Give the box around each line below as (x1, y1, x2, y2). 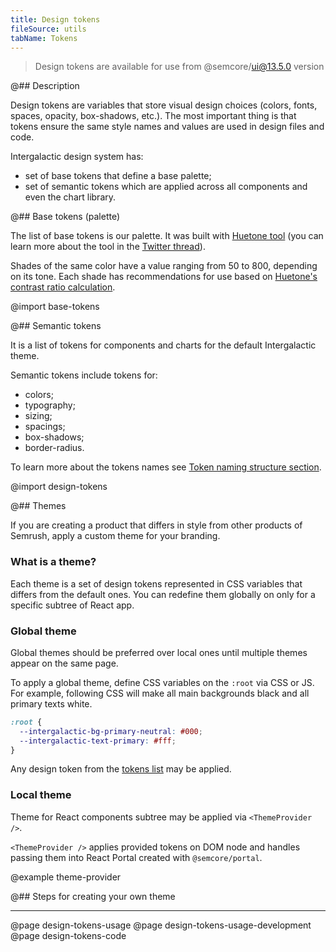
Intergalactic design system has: (10, 151, 144, 163)
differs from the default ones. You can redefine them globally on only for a (10, 588, 316, 600)
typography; (24, 399, 76, 411)
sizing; (24, 410, 53, 422)
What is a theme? (10, 555, 97, 569)
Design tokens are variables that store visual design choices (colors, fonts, (10, 99, 318, 111)
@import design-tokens (10, 481, 108, 493)
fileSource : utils (10, 24, 87, 34)
